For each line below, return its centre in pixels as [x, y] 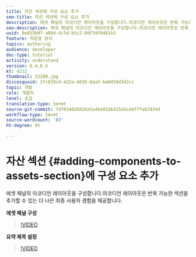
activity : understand [32, 60]
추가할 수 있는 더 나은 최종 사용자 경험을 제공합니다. [64, 200]
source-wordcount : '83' [35, 120]
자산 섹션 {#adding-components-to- [94, 162]
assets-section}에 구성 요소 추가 [82, 176]
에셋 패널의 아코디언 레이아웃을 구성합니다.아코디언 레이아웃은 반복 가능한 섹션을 [97, 193]
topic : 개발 [20, 88]
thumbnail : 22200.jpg [32, 77]
